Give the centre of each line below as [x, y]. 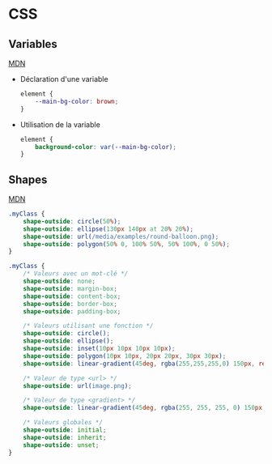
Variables [33, 44]
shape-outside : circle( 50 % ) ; [72, 221]
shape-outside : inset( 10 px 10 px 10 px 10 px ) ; [99, 349]
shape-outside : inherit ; [65, 437]
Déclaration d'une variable [64, 79]
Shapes [28, 179]
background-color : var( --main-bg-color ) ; [106, 147]
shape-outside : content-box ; [72, 296]
